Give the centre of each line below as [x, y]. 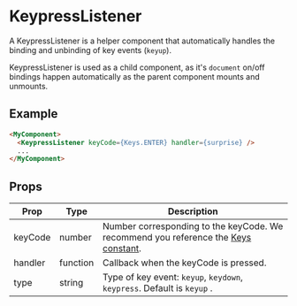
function [76, 263]
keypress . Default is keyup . [157, 288]
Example [34, 114]
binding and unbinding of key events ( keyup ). [91, 50]
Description [193, 211]
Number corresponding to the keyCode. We [193, 226]
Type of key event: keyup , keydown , [172, 278]
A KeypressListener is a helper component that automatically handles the [142, 41]
